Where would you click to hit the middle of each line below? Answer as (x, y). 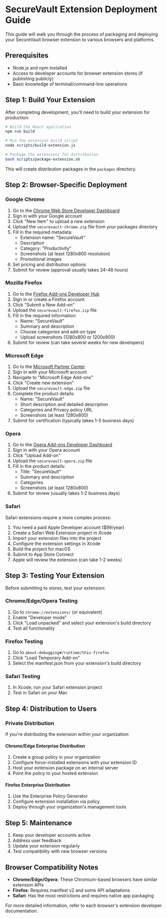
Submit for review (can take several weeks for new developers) (78, 342)
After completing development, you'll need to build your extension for (78, 112)
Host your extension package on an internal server (65, 768)
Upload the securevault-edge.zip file (51, 388)
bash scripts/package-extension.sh (43, 159)
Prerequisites (27, 56)
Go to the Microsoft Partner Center (49, 367)
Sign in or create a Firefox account (49, 299)
